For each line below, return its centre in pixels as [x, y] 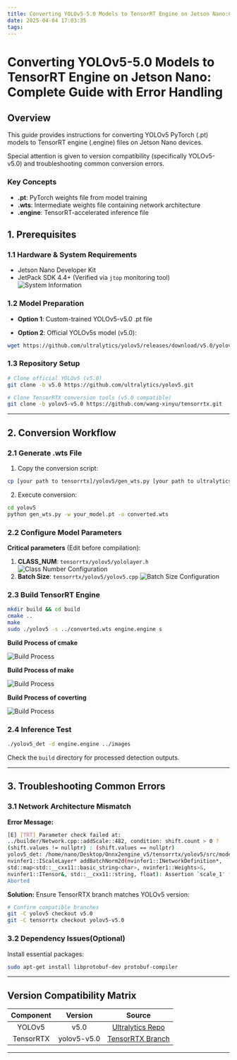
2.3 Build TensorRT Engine [54, 594]
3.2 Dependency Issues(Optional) [66, 938]
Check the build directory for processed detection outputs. [93, 758]
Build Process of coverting [47, 697]
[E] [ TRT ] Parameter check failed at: [64, 835]
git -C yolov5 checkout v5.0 [50, 914]
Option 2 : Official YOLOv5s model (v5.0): [77, 332]
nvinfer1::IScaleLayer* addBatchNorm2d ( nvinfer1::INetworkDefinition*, [115, 861]
